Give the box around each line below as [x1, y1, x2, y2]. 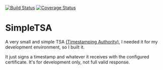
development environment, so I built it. [5, 44, 85, 50]
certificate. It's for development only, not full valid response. [5, 59, 130, 65]
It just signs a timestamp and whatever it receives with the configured [5, 53, 149, 59]
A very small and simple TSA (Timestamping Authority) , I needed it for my [5, 38, 158, 44]
